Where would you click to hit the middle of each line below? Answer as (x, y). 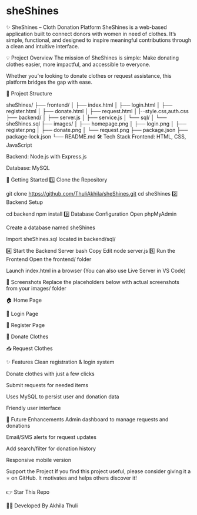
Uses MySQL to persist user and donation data (63, 397)
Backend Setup (24, 202)
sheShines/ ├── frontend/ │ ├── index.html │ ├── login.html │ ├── (89, 105)
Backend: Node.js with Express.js (46, 156)
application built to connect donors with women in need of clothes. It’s (91, 34)
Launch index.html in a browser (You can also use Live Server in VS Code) (96, 270)
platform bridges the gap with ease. (49, 82)
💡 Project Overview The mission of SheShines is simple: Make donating (93, 58)
